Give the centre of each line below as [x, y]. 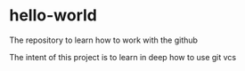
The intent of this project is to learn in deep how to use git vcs [123, 57]
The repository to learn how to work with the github [104, 40]
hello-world [53, 16]
